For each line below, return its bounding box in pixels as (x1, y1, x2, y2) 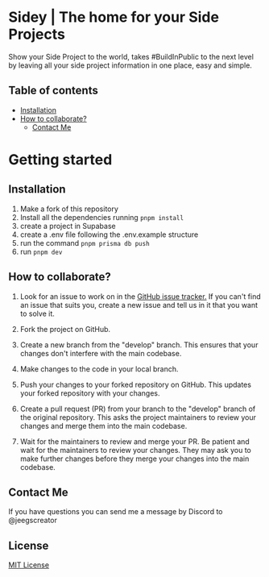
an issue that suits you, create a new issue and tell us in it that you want (19, 300, 259, 309)
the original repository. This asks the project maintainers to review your (19, 412, 256, 422)
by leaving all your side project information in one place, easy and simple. (8, 60, 252, 70)
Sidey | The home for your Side (8, 8, 220, 27)
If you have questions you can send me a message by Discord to (8, 507, 223, 517)
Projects (8, 25, 66, 44)
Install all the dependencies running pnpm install (19, 212, 184, 222)
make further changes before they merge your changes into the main (19, 454, 250, 463)
